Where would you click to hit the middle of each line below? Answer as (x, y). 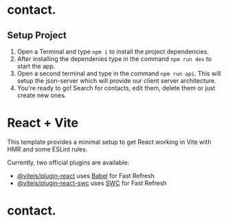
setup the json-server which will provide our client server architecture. (117, 81)
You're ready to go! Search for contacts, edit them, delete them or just (116, 88)
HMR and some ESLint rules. (47, 149)
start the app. (36, 66)
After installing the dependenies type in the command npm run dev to (114, 59)
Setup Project (37, 35)
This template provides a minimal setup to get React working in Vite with (109, 142)
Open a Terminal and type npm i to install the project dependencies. (113, 51)
